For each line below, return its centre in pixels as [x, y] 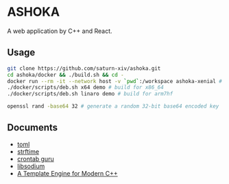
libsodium [31, 166]
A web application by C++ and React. [60, 31]
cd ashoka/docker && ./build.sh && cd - [66, 75]
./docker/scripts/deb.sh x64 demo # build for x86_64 [86, 88]
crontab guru [35, 159]
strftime [28, 151]
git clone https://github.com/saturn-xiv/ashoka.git [84, 68]
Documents [33, 128]
